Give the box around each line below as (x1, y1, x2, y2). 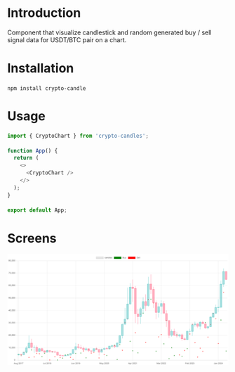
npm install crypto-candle (7, 84, 86, 92)
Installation (7, 60, 74, 77)
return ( (13, 155, 39, 162)
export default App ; (7, 206, 68, 214)
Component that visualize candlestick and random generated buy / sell (7, 28, 212, 37)
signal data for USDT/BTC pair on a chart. (7, 35, 127, 44)
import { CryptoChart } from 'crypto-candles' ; (7, 132, 149, 139)
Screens (7, 230, 57, 246)
